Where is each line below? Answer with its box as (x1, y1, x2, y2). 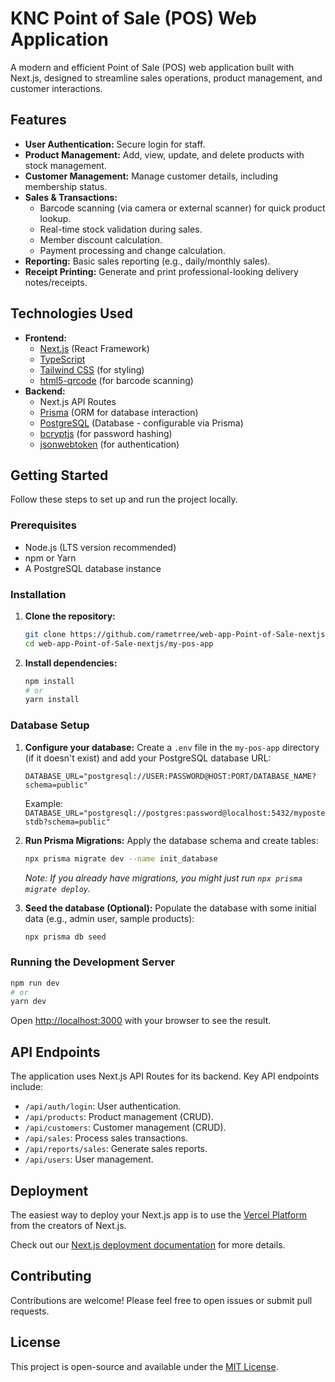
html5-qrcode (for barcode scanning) (39, 374, 194, 386)
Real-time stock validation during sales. (39, 223, 203, 235)
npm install (24, 676, 75, 686)
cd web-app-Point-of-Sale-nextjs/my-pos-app (24, 638, 214, 649)
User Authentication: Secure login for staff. (24, 138, 206, 150)
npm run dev (10, 978, 60, 988)
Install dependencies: (24, 657, 118, 669)
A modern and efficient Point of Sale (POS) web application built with (10, 61, 295, 73)
